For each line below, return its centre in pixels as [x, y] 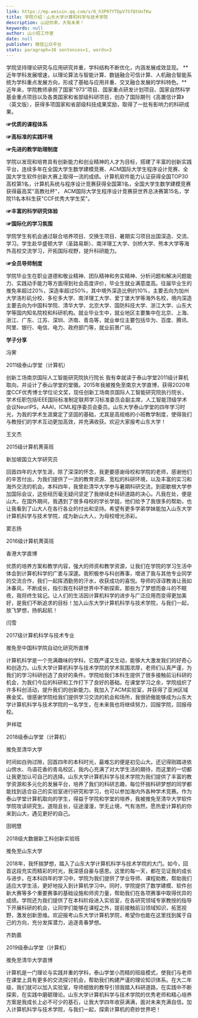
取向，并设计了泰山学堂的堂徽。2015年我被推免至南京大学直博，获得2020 [96, 385]
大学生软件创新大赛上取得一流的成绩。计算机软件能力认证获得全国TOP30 [100, 176]
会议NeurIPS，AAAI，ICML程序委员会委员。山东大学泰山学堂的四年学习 [93, 406]
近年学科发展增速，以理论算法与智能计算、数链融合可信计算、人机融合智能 [96, 75]
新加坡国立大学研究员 [32, 459]
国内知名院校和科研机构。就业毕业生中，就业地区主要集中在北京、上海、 [104, 312]
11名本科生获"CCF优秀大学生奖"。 [52, 199]
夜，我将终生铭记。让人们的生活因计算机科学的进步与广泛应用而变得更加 [94, 595]
